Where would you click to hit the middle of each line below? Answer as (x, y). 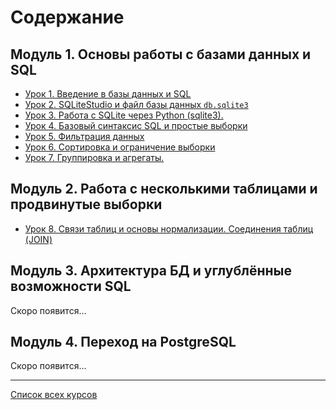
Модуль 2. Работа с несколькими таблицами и (164, 189)
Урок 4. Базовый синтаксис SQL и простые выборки (136, 125)
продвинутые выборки (86, 204)
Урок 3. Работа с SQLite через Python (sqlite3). (124, 115)
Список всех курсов (54, 395)
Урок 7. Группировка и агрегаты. (94, 157)
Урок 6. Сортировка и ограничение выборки (120, 147)
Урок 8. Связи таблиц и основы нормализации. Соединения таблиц (169, 228)
